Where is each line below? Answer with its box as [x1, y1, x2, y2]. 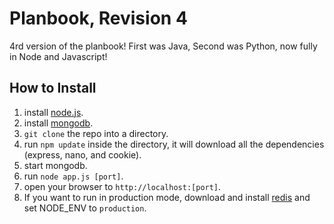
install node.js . [23, 106, 84, 118]
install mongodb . [23, 117, 94, 129]
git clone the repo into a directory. [23, 127, 169, 139]
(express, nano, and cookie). [23, 148, 142, 161]
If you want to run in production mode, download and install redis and [23, 191, 311, 203]
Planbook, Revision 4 [9, 7, 188, 30]
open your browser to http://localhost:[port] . [23, 180, 222, 192]
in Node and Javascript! [9, 50, 108, 62]
